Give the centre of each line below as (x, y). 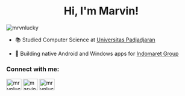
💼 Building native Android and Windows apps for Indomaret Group (97, 53)
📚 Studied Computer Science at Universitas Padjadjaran (85, 40)
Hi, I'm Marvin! (101, 11)
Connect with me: (33, 69)
